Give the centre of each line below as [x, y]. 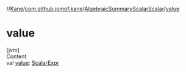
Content [16, 56]
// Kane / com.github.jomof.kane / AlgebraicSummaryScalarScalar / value [93, 9]
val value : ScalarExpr [33, 62]
